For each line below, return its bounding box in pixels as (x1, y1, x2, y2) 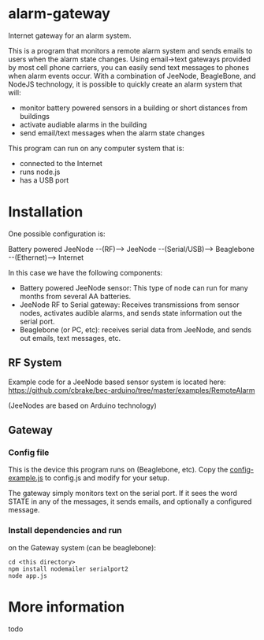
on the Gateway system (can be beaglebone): (8, 542, 156, 552)
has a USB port (19, 175, 69, 185)
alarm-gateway (8, 5, 110, 23)
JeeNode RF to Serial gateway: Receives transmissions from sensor (19, 300, 240, 309)
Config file (8, 447, 50, 457)
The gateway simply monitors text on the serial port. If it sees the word (8, 489, 238, 498)
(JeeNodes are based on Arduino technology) (8, 401, 158, 410)
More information (8, 597, 125, 616)
